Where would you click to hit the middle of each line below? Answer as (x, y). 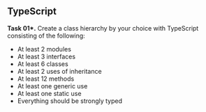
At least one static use (49, 93)
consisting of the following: (46, 35)
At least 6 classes (43, 64)
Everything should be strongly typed (70, 101)
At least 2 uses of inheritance (60, 71)
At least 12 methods (46, 79)
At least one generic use (52, 86)
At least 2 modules (44, 49)
